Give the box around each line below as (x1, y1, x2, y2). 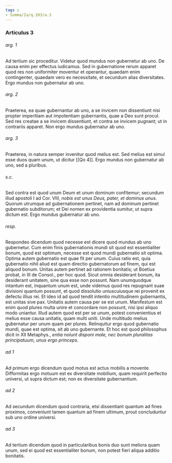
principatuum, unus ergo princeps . (5, 337, 79, 344)
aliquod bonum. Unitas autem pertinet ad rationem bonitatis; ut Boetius (5, 266, 155, 272)
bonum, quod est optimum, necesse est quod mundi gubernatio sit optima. (5, 250, 163, 256)
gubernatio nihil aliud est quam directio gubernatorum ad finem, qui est (5, 261, 156, 267)
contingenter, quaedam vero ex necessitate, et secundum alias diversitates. (5, 74, 165, 80)
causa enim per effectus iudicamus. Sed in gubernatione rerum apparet (5, 63, 157, 69)
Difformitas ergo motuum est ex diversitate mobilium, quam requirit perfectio (5, 370, 167, 376)
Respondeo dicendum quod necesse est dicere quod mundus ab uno (5, 239, 151, 245)
